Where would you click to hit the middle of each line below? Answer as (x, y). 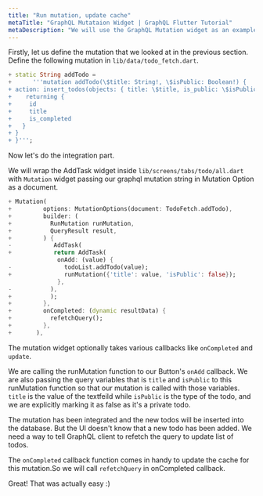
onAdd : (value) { (85, 260)
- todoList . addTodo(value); (78, 267)
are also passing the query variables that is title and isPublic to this (120, 379)
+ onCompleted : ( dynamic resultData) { (87, 311)
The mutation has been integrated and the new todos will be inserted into (126, 419)
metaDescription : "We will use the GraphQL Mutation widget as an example (133, 30)
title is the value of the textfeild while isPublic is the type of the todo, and (130, 396)
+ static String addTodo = (52, 75)
